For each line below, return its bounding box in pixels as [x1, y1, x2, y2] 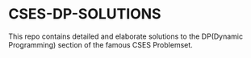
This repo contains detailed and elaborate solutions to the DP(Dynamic [8, 31, 244, 41]
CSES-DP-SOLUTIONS [8, 5, 161, 23]
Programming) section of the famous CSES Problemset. [8, 39, 194, 49]
